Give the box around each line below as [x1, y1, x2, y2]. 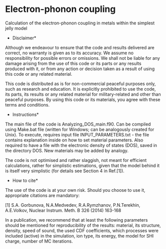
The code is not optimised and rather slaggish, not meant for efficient [5, 157, 147, 163]
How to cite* [12, 177, 38, 183]
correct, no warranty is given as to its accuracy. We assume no [5, 50, 134, 56]
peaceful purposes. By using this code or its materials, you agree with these [5, 96, 161, 103]
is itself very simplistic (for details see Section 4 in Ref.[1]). [5, 168, 125, 174]
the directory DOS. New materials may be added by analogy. [5, 147, 129, 153]
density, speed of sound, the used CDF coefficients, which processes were [5, 228, 159, 234]
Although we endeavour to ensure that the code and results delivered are [5, 44, 155, 50]
